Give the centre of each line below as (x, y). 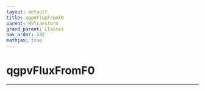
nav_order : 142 (26, 35)
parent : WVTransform (33, 23)
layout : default (27, 12)
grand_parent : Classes (35, 29)
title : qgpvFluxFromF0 (35, 18)
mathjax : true (24, 40)
